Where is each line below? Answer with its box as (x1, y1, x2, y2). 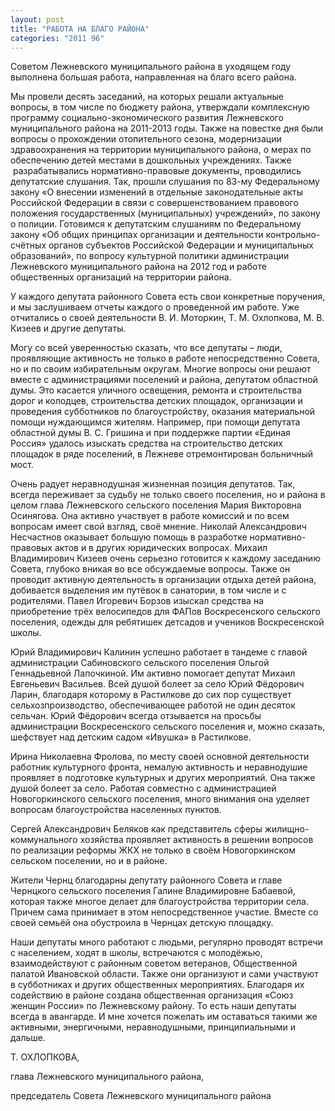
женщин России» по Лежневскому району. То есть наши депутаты (10, 1000, 297, 1012)
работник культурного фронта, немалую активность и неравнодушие (10, 761, 308, 773)
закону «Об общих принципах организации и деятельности (10, 229, 264, 241)
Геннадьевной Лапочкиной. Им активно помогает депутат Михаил (10, 667, 296, 680)
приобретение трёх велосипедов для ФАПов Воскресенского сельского (10, 606, 322, 618)
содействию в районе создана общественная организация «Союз (10, 989, 294, 1001)
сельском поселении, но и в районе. (10, 855, 168, 867)
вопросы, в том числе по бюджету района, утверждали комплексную (10, 101, 310, 113)
